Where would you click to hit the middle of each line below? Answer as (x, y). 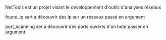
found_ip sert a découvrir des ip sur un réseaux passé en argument (75, 17)
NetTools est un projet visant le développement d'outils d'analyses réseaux (83, 7)
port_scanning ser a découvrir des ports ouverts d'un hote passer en (77, 26)
